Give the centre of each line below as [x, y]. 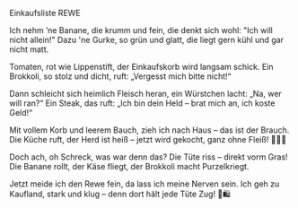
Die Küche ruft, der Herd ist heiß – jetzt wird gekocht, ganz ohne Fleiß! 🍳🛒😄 [148, 139]
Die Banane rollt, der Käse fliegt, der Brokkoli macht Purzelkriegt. [129, 166]
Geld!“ [21, 113]
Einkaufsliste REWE [45, 13]
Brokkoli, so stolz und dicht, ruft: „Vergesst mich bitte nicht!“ [120, 76]
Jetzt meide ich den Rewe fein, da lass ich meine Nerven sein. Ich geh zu [145, 184]
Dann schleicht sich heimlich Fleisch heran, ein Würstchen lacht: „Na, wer [146, 94]
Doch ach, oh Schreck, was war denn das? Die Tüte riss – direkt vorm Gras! [149, 157]
